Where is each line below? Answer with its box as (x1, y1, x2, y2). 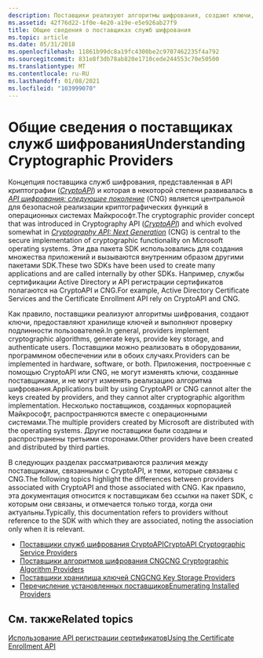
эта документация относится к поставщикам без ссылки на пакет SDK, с (8, 491, 254, 500)
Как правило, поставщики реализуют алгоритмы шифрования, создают (8, 309, 250, 318)
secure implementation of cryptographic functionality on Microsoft (8, 236, 224, 245)
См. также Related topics (8, 613, 133, 626)
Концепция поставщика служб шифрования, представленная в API (8, 177, 233, 187)
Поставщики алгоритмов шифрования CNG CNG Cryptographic (19, 556, 229, 565)
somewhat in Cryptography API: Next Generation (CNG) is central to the (8, 227, 241, 237)
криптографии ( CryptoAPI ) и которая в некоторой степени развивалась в (8, 186, 254, 195)
